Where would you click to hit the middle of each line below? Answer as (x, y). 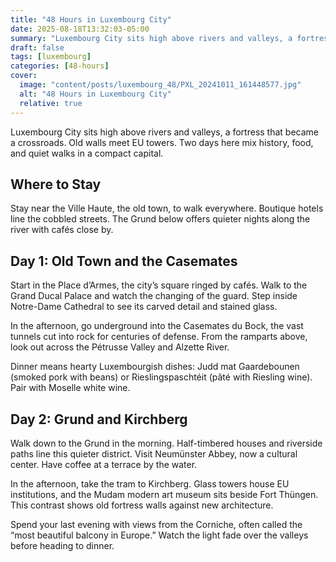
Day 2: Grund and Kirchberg (99, 419)
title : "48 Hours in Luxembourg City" (91, 19)
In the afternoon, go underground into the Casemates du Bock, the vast (157, 326)
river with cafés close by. (62, 230)
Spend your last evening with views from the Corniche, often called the (156, 524)
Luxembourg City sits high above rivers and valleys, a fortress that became (165, 132)
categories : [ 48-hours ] (60, 66)
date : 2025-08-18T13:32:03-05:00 (80, 29)
